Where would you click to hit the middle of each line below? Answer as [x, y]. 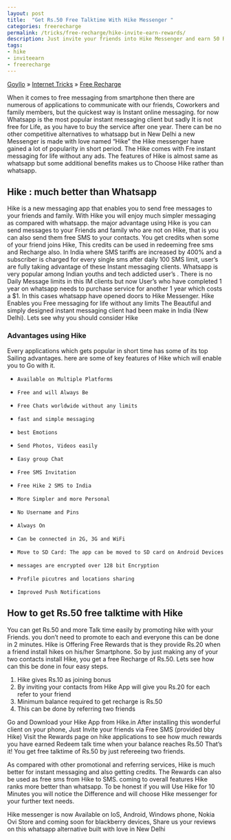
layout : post [26, 13]
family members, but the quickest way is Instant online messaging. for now [113, 112]
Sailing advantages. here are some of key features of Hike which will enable [114, 358]
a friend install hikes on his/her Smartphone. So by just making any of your [113, 651]
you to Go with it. [31, 365]
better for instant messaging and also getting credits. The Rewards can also [114, 772]
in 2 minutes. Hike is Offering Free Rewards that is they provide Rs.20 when [114, 644]
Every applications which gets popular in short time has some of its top [108, 350]
